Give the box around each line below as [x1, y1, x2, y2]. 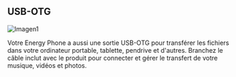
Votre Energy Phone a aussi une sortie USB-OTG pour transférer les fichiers [7, 38, 230, 47]
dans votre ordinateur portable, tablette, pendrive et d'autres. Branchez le [7, 46, 224, 54]
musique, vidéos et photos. [7, 61, 87, 70]
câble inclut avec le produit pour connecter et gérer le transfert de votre [7, 53, 218, 62]
